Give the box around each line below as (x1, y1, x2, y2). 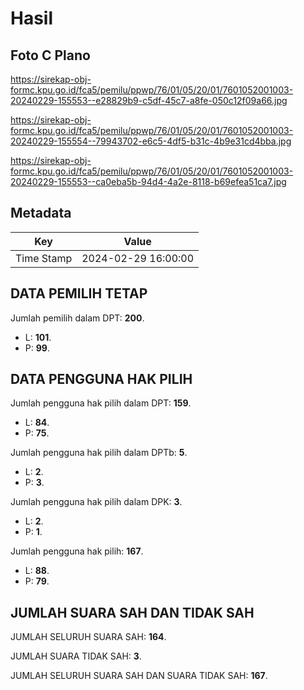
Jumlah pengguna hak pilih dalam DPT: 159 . (10, 397, 192, 409)
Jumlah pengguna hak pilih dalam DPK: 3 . (10, 496, 183, 508)
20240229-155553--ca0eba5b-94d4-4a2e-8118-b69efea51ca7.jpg (10, 176, 287, 187)
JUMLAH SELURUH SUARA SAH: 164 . (10, 631, 167, 643)
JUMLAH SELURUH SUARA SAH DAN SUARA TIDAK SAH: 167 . (10, 670, 268, 682)
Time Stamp (15, 251, 73, 265)
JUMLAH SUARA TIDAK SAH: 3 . (10, 650, 142, 662)
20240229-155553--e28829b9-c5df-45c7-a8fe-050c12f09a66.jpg (10, 95, 288, 106)
